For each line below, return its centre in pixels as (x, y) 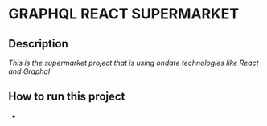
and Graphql (29, 71)
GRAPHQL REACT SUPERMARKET (124, 14)
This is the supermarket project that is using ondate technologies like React (133, 63)
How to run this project (67, 97)
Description (38, 44)
